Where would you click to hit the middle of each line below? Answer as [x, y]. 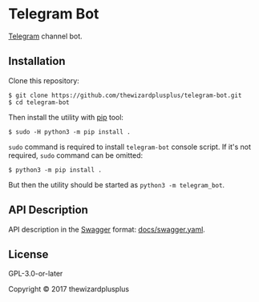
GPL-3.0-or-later [36, 274]
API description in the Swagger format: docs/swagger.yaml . [107, 229]
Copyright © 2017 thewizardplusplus [69, 289]
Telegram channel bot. [45, 36]
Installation [37, 61]
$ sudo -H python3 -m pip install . [69, 132]
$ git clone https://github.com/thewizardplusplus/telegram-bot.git [125, 95]
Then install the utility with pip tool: [66, 117]
